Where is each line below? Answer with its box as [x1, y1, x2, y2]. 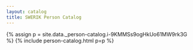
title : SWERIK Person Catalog [6, 14, 82, 20]
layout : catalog [6, 8, 47, 15]
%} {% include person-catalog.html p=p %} [6, 37, 114, 44]
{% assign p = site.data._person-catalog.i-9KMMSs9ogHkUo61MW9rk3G [6, 30, 188, 37]
